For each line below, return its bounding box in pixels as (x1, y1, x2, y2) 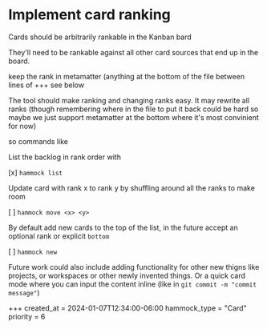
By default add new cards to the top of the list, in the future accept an (8, 223, 238, 232)
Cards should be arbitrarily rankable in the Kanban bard (8, 32, 192, 42)
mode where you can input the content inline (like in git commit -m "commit (8, 279, 257, 289)
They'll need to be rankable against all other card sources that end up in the (8, 47, 259, 57)
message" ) (8, 287, 40, 297)
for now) (8, 121, 37, 130)
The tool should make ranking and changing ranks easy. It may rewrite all (8, 95, 250, 105)
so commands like (8, 136, 68, 146)
